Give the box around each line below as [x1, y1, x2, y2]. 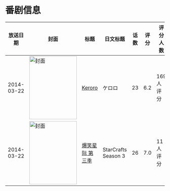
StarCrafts [103, 146, 127, 153]
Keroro [81, 84, 98, 91]
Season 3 [103, 152, 125, 159]
